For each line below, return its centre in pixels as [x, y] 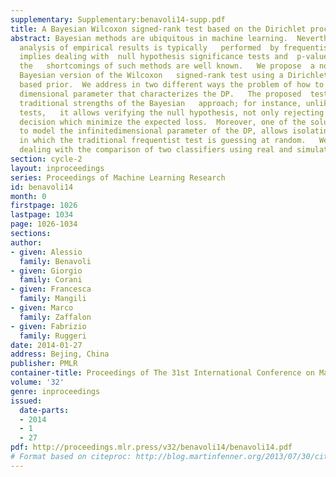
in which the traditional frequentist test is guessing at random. [163, 141]
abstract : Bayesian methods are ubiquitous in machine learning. [149, 38]
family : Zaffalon [55, 317]
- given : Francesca [51, 289]
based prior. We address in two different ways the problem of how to [172, 85]
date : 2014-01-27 [46, 345]
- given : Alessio [46, 252]
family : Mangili [53, 299]
